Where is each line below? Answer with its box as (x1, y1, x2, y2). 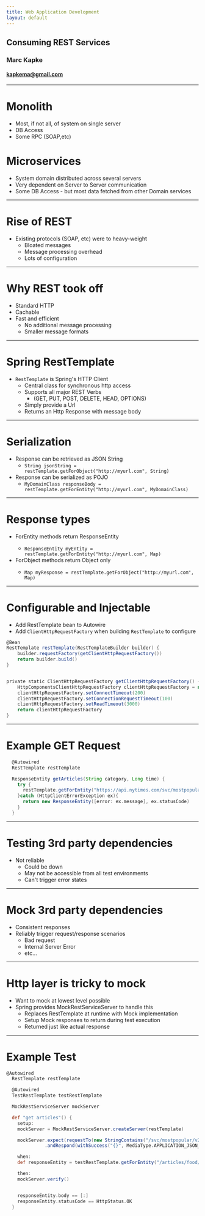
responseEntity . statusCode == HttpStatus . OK (17, 1198, 132, 1204)
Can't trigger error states (24, 876, 87, 883)
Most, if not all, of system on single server (15, 120, 121, 127)
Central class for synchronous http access (24, 382, 131, 389)
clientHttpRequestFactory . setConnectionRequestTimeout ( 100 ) (17, 695, 173, 702)
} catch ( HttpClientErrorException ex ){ (17, 793, 119, 799)
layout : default (6, 15, 48, 21)
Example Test (6, 1050, 76, 1064)
